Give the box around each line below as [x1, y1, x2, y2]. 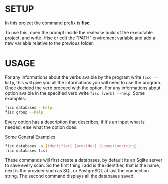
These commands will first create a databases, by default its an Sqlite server [5, 157, 163, 163]
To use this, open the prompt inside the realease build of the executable [5, 29, 153, 35]
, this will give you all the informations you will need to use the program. [14, 79, 161, 85]
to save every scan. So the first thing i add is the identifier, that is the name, [5, 162, 161, 168]
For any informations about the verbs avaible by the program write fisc [5, 74, 152, 80]
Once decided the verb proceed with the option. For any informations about [5, 85, 161, 91]
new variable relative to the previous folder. [5, 40, 94, 46]
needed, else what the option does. [5, 124, 78, 130]
